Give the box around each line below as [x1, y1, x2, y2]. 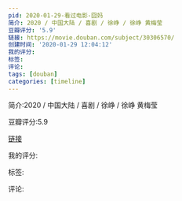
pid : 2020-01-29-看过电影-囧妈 [8, 11, 104, 20]
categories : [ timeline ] [8, 77, 86, 85]
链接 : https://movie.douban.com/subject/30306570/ [8, 33, 175, 42]
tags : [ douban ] [8, 70, 58, 78]
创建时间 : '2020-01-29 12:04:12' [8, 41, 113, 49]
